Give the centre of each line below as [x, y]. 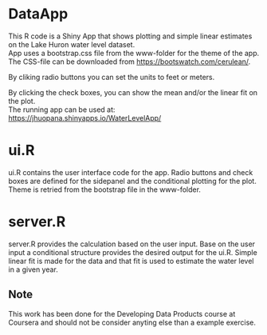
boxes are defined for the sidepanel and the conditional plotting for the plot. [132, 181]
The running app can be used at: [62, 110]
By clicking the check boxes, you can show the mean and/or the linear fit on [133, 92]
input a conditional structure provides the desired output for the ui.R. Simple [133, 252]
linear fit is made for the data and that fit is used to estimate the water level [131, 261]
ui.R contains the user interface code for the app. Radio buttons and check [131, 172]
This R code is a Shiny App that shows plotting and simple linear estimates [130, 36]
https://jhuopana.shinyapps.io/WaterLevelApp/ [85, 118]
